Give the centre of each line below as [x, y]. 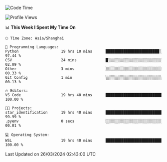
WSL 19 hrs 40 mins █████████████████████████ [83, 141]
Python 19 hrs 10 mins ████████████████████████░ [83, 51]
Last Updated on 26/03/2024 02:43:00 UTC [51, 154]
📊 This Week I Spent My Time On [40, 27]
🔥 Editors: [17, 91]
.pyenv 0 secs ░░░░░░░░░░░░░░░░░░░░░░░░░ [83, 121]
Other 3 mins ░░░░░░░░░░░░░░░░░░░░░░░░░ [83, 69]
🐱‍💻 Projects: [19, 108]
